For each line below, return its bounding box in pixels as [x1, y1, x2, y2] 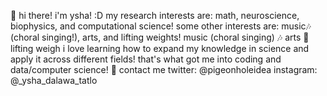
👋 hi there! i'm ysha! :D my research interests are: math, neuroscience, [10, 10, 300, 21]
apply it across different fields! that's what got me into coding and [10, 53, 282, 65]
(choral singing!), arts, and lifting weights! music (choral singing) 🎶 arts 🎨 [10, 31, 310, 43]
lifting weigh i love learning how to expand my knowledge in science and [10, 43, 310, 54]
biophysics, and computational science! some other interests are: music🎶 [10, 20, 312, 32]
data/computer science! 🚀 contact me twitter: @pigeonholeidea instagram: [10, 64, 318, 75]
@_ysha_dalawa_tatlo [10, 75, 98, 86]
